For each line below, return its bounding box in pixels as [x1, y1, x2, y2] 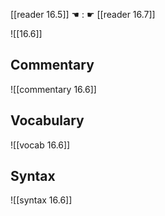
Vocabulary [10, 112, 85, 129]
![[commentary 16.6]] [10, 83, 97, 95]
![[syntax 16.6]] [10, 194, 73, 206]
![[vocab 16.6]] [10, 139, 71, 151]
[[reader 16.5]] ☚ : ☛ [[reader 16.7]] [10, 9, 156, 20]
